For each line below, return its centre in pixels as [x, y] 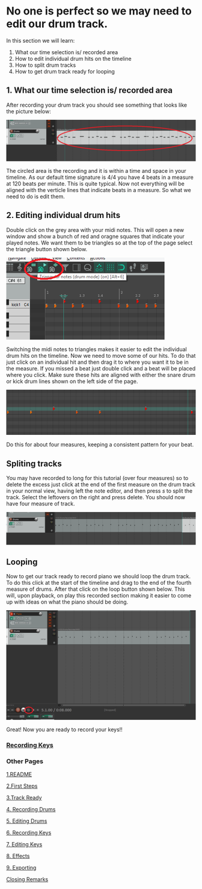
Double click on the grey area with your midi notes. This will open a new [95, 229]
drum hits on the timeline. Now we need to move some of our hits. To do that [101, 355]
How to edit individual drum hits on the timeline [73, 58]
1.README [19, 775]
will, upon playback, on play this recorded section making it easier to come [99, 596]
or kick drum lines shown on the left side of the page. [72, 381]
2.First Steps [22, 786]
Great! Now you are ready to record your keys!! [65, 729]
